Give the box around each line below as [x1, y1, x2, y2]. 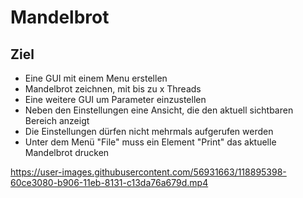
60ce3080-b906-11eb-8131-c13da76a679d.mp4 [10, 177, 209, 188]
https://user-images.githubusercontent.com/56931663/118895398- [10, 166, 287, 178]
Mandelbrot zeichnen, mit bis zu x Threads [24, 83, 202, 95]
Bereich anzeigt [24, 115, 90, 126]
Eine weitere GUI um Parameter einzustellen [24, 94, 207, 105]
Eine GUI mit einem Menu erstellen [24, 72, 168, 84]
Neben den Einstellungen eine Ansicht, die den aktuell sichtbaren [24, 104, 294, 116]
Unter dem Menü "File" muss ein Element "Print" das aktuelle [24, 136, 277, 148]
